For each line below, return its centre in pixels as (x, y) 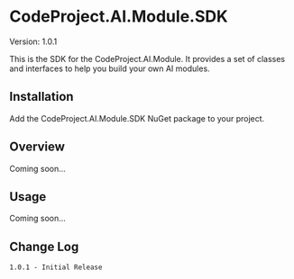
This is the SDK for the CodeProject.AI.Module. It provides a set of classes (147, 58)
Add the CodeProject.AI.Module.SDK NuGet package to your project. (137, 118)
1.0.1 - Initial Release (56, 267)
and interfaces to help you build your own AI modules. (110, 68)
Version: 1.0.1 (33, 41)
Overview (37, 147)
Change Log (44, 246)
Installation (41, 97)
